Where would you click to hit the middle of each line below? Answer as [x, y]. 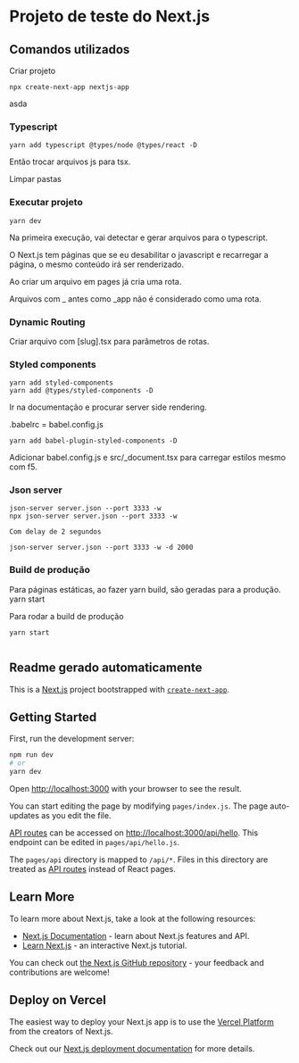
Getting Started [53, 717]
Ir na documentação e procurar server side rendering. [108, 407]
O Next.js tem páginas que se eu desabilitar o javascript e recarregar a [139, 254]
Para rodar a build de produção [66, 616]
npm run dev [31, 755]
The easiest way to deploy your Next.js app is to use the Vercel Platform [142, 1021]
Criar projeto [33, 71]
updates [25, 816]
